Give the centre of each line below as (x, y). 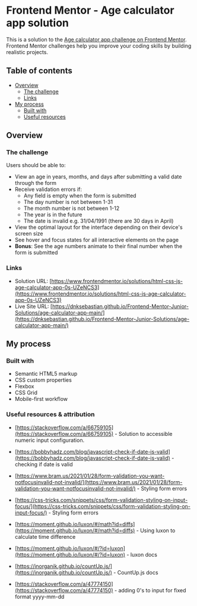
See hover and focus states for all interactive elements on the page (97, 240)
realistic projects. (27, 52)
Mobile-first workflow (41, 399)
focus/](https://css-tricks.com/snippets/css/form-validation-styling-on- (103, 506)
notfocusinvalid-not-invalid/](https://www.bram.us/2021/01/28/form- (99, 482)
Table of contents (39, 71)
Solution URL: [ (33, 281)
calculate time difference (45, 536)
